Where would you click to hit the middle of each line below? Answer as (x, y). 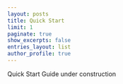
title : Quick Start (36, 21)
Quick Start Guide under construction (62, 74)
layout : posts (28, 14)
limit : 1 (20, 27)
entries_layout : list (39, 47)
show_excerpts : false (39, 41)
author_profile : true (39, 54)
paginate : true (30, 34)
